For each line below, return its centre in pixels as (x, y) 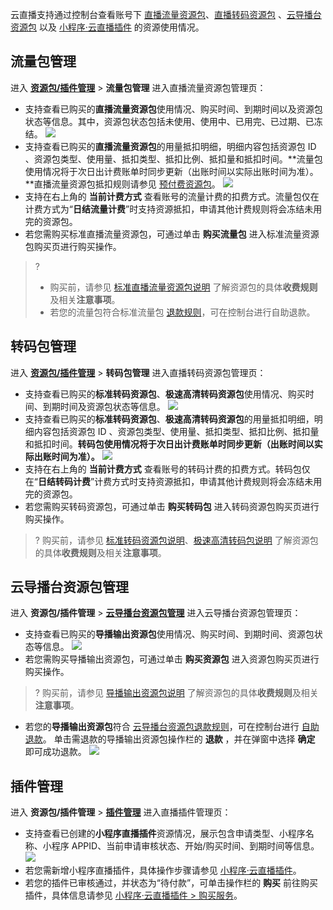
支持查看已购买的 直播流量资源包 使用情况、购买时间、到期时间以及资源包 (173, 109)
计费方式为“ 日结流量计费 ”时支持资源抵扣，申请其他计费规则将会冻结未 (169, 209)
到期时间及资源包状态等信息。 (104, 406)
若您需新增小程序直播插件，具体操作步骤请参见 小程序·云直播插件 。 (163, 870)
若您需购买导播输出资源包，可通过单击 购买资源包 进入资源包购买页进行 (172, 659)
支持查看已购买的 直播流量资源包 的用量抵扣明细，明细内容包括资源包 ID (170, 146)
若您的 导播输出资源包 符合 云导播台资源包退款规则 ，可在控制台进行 (162, 727)
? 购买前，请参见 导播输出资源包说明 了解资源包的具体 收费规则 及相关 (176, 693)
